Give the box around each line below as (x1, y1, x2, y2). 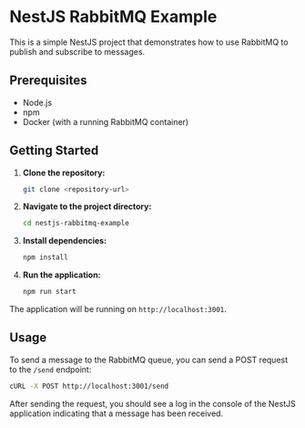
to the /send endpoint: (9, 363, 92, 375)
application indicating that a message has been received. (9, 408, 224, 419)
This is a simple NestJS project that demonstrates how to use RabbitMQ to (9, 37, 289, 47)
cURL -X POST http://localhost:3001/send (9, 381, 169, 391)
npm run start (22, 287, 76, 297)
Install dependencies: (22, 235, 107, 246)
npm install (22, 253, 68, 262)
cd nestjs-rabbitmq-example (22, 219, 129, 228)
